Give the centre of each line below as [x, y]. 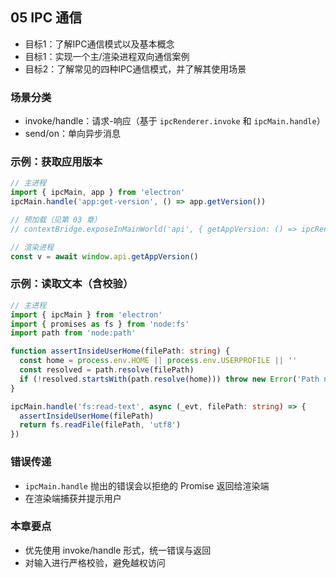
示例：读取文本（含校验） [72, 284]
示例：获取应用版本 [56, 162]
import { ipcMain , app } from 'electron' [98, 193]
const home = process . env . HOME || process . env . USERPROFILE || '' [158, 361]
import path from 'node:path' [73, 333]
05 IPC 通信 [46, 18]
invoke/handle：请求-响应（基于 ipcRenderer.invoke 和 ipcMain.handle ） [175, 121]
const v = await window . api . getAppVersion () [104, 256]
